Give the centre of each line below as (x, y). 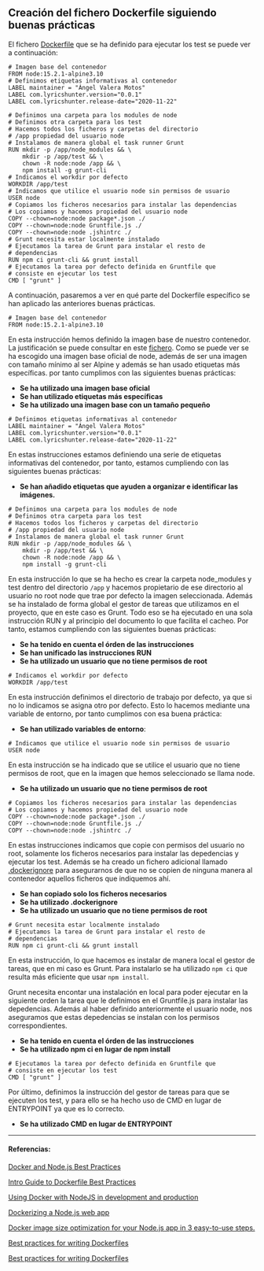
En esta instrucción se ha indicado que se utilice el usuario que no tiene (125, 765)
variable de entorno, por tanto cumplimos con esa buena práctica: (115, 713)
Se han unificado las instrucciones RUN (85, 652)
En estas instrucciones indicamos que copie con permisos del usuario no (126, 844)
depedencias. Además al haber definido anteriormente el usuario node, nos (130, 1009)
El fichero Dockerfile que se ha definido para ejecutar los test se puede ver (130, 44)
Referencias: (29, 1149)
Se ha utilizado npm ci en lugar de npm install (95, 1049)
